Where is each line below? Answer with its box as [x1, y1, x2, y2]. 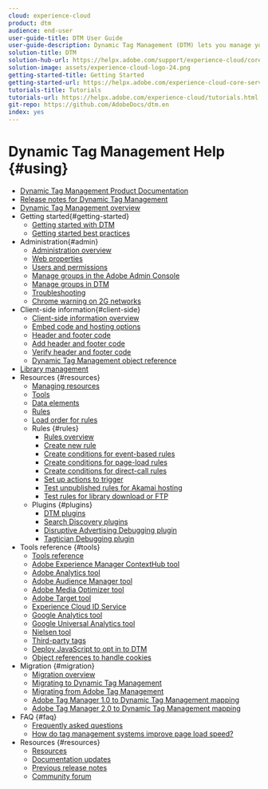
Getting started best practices [31, 228, 130, 238]
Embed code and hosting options [31, 321, 141, 331]
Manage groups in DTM [31, 279, 110, 288]
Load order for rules [31, 414, 98, 424]
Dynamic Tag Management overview [19, 203, 141, 212]
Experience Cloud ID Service [31, 601, 127, 611]
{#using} [8, 160, 69, 178]
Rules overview [43, 432, 94, 442]
